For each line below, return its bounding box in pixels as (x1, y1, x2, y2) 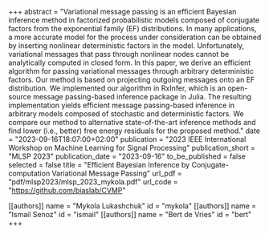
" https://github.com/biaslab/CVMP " (8, 186, 126, 195)
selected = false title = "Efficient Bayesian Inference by (8, 160, 190, 169)
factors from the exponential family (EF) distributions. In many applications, (8, 24, 257, 33)
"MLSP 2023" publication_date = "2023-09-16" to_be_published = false (8, 151, 247, 161)
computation (8, 168, 51, 178)
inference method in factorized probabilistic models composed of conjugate (8, 15, 259, 25)
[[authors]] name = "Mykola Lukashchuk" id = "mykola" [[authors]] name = (8, 201, 257, 211)
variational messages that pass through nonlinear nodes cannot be (8, 50, 230, 58)
